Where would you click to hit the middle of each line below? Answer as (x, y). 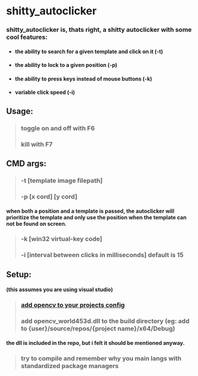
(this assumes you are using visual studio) (60, 290)
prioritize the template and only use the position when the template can (96, 217)
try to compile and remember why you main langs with (101, 358)
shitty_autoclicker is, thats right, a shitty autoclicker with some (99, 30)
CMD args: (26, 163)
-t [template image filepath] (62, 181)
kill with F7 (37, 144)
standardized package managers (70, 366)
